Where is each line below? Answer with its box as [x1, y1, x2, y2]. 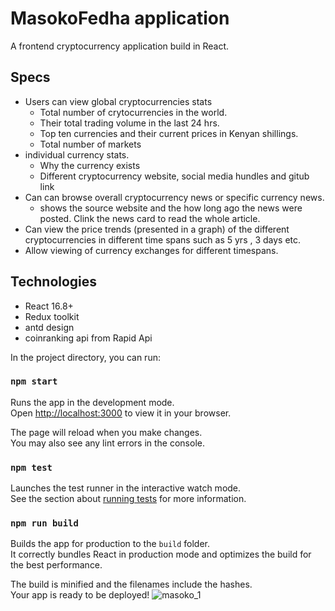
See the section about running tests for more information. [10, 493, 247, 505]
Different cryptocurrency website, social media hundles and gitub [39, 170, 310, 182]
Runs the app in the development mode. [10, 396, 175, 408]
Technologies [10, 273, 98, 291]
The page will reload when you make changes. [10, 426, 203, 438]
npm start [10, 376, 58, 387]
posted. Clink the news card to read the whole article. [39, 212, 261, 224]
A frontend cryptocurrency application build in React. [10, 40, 230, 52]
